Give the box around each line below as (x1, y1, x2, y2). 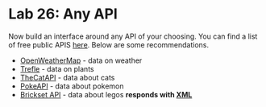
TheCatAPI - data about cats (19, 72, 115, 82)
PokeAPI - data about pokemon (19, 81, 124, 91)
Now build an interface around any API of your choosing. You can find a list (8, 31, 258, 41)
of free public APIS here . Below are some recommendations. (8, 39, 210, 49)
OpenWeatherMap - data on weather (19, 56, 143, 65)
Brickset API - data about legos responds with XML (19, 89, 193, 99)
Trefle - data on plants (19, 64, 94, 73)
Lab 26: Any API (8, 5, 118, 23)
